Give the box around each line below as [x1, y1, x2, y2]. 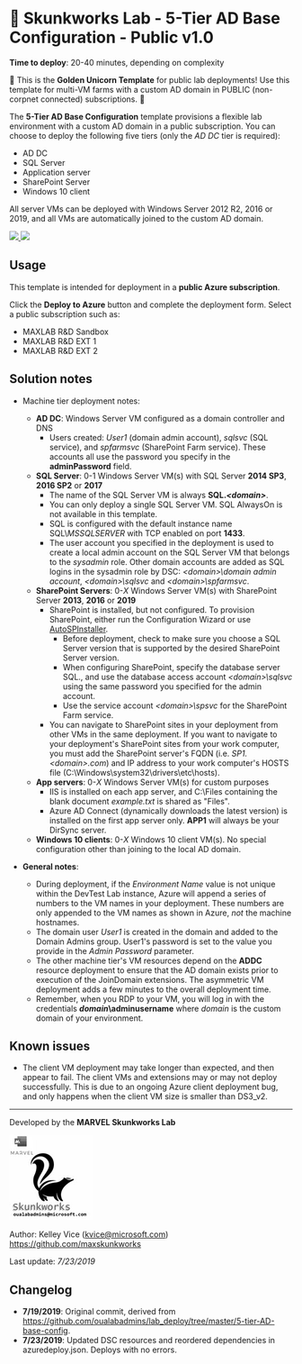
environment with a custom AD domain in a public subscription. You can [9, 121, 276, 132]
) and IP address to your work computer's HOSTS [106, 757, 289, 768]
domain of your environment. [35, 1013, 144, 1023]
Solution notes [9, 371, 93, 386]
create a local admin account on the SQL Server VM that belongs [49, 547, 290, 558]
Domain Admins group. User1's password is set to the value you [35, 936, 272, 947]
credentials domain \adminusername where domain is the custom [35, 1003, 281, 1014]
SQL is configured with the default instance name [49, 518, 233, 529]
